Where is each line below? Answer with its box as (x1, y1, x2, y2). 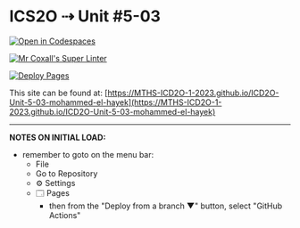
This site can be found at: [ (9, 87, 108, 98)
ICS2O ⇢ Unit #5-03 (9, 6, 161, 27)
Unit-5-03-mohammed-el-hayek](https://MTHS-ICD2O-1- (9, 96, 222, 108)
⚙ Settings (35, 177, 76, 188)
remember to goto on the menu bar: (21, 149, 154, 159)
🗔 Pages (35, 187, 70, 198)
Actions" (48, 209, 81, 220)
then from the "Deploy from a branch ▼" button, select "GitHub (48, 200, 283, 211)
